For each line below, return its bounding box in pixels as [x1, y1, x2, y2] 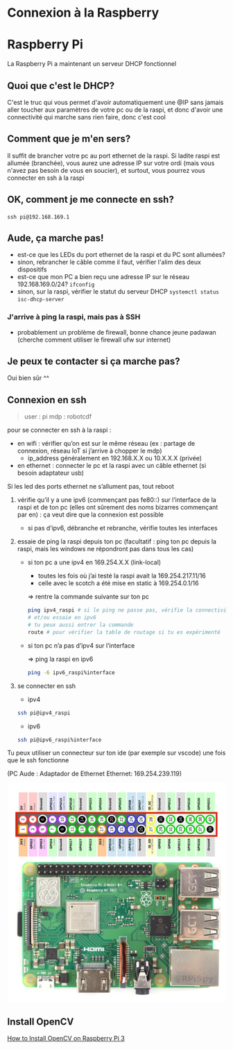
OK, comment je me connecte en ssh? [7, 194, 175, 205]
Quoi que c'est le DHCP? [7, 80, 115, 92]
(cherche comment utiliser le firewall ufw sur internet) [17, 335, 171, 344]
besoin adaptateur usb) [17, 469, 85, 477]
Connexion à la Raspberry [7, 5, 159, 21]
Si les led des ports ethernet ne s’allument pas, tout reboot [7, 482, 175, 491]
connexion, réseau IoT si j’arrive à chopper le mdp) [17, 446, 162, 455]
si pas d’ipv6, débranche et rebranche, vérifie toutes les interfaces [27, 524, 218, 532]
